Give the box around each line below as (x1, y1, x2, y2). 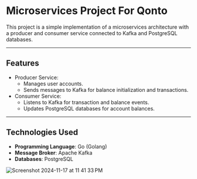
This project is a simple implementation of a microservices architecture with (6, 23, 189, 30)
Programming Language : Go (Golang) (14, 143, 107, 150)
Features (6, 58, 39, 68)
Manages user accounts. (23, 80, 84, 87)
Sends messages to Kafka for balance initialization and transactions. (23, 86, 189, 93)
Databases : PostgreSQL (14, 155, 73, 162)
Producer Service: (14, 74, 59, 81)
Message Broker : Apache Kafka (14, 149, 93, 156)
